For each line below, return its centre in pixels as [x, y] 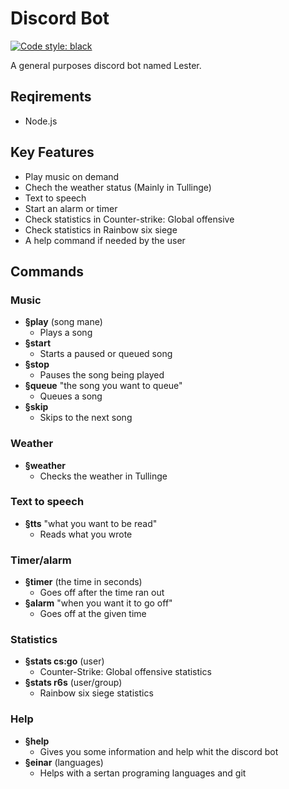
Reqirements [51, 97]
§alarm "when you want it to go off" [98, 603]
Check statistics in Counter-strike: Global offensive [129, 219]
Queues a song [71, 396]
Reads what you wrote [86, 534]
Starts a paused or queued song [106, 354]
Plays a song [66, 333]
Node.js [41, 121]
